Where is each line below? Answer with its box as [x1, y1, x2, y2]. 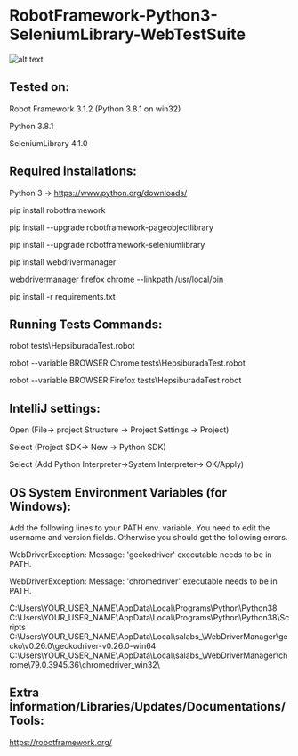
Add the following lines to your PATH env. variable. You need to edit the [9, 522, 270, 533]
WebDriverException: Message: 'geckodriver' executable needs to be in [9, 549, 273, 560]
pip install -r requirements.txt [9, 291, 116, 301]
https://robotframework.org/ [9, 736, 113, 747]
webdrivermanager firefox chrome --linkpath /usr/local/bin [9, 274, 224, 284]
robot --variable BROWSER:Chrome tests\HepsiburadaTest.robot [9, 357, 246, 368]
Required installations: [9, 164, 138, 179]
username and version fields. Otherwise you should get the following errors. [9, 532, 288, 542]
